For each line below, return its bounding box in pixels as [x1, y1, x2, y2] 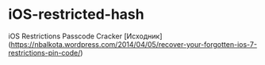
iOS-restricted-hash [8, 5, 144, 23]
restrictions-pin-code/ [8, 48, 81, 57]
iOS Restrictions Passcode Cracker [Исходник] [8, 31, 163, 41]
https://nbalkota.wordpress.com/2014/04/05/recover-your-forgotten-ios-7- [10, 39, 258, 49]
